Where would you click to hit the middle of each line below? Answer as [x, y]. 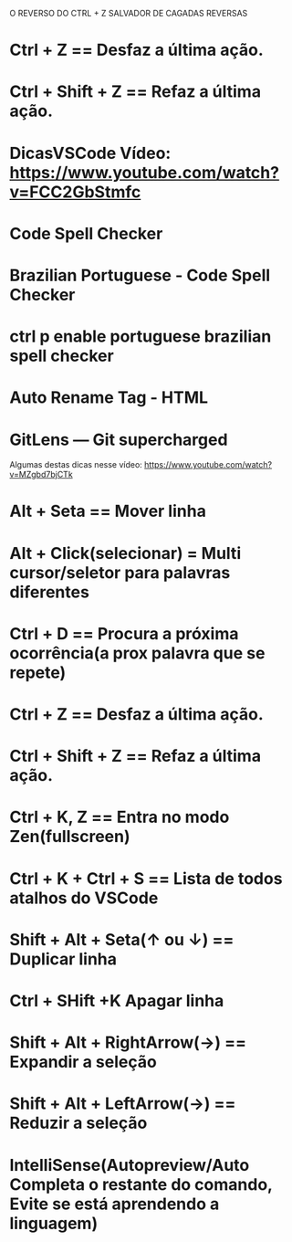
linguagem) [54, 1223]
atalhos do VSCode [84, 898]
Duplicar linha [63, 959]
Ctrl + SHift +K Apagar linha [117, 1000]
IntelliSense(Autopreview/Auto [130, 1165]
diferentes [49, 592]
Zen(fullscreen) [70, 837]
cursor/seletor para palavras [120, 572]
